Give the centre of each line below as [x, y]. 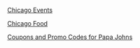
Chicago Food [27, 23]
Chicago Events [30, 10]
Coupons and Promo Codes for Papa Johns [70, 37]
